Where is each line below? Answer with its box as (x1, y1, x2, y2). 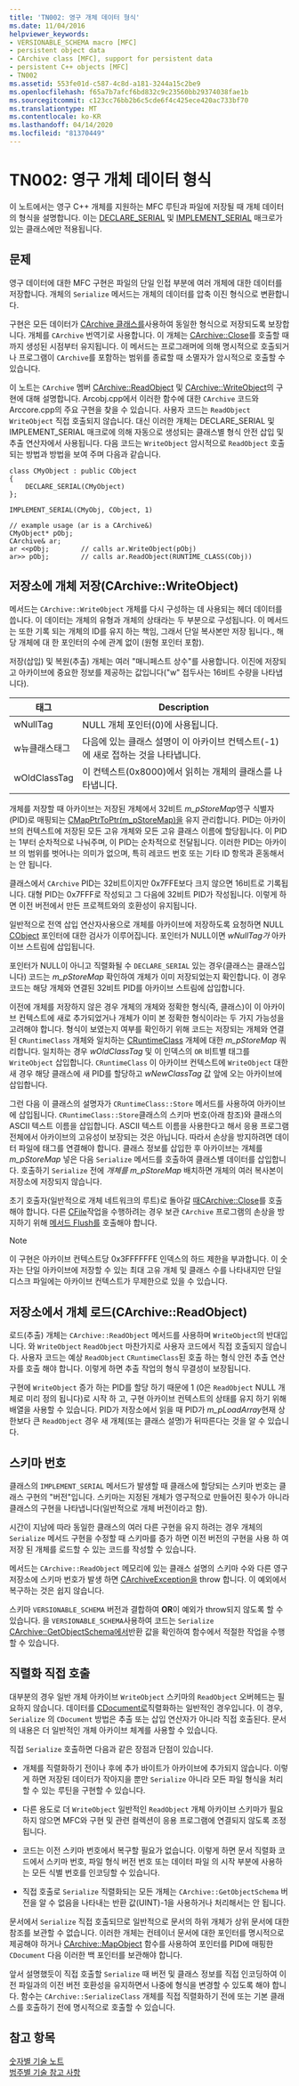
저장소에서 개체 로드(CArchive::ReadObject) (9, 1304, 247, 1319)
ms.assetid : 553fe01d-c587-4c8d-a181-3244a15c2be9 (9, 79, 201, 88)
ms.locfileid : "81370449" (9, 129, 105, 138)
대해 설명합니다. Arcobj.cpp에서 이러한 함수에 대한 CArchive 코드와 (25, 393, 260, 403)
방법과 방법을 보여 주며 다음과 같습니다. (25, 449, 162, 459)
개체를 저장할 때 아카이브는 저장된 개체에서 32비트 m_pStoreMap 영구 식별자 (9, 803, 275, 815)
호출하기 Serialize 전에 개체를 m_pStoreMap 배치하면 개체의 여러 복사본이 (20, 1165, 284, 1176)
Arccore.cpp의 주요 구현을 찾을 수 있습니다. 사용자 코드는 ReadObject (9, 404, 251, 415)
